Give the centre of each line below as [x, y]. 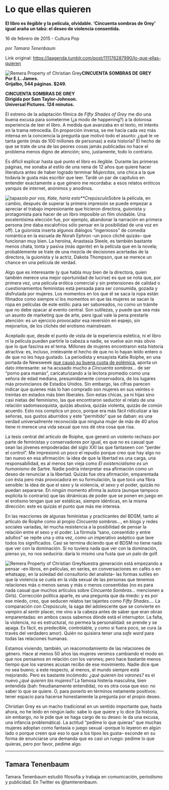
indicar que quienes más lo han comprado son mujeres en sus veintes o [80, 389]
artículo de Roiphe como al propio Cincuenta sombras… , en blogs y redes [82, 521]
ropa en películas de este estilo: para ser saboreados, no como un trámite [81, 304]
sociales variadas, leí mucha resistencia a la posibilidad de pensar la [76, 526]
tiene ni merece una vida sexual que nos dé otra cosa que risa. [70, 427]
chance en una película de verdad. [41, 262]
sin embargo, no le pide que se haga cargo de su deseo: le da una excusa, [82, 717]
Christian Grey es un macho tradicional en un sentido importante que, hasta [83, 706]
